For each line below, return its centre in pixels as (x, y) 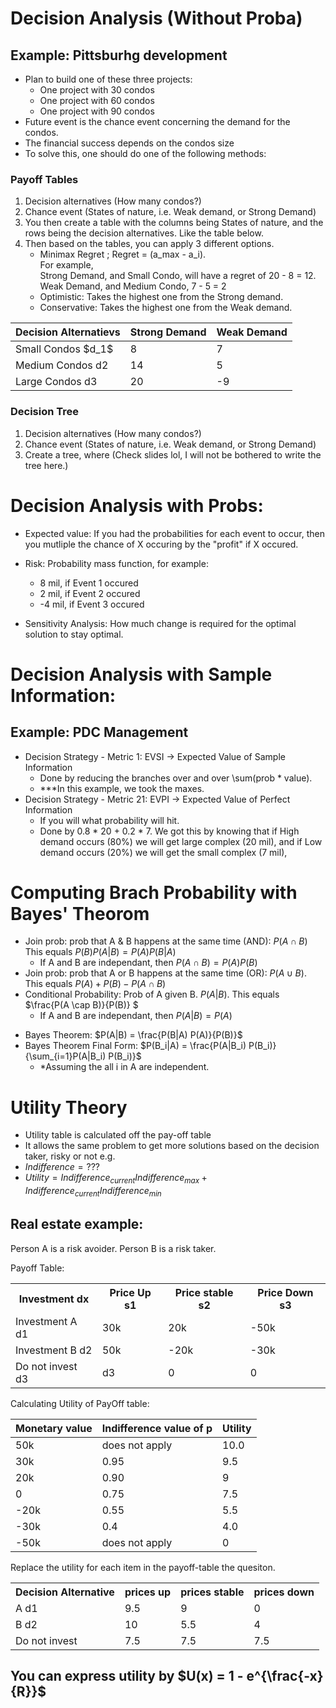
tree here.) (46, 465)
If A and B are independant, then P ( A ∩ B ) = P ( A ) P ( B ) (148, 963)
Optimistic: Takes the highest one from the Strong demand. (161, 297)
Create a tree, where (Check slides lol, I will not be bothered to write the (173, 454)
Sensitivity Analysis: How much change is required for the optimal (160, 623)
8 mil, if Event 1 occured (89, 583)
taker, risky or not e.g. (70, 1156)
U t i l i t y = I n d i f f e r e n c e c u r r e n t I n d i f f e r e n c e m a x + (116, 1179)
